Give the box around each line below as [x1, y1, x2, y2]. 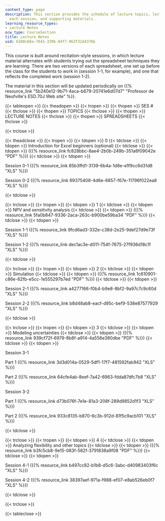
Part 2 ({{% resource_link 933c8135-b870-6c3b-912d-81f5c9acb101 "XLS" [5, 413, 157, 418]
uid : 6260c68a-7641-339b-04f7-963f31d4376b [5, 39, 96, 44]
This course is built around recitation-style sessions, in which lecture [5, 52, 145, 58]
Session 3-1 [5, 349, 29, 356]
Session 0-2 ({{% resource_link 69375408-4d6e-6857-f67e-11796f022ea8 [5, 177, 157, 183]
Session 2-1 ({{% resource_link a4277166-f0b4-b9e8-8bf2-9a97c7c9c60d [5, 286, 157, 291]
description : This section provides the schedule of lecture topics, [5, 12, 151, 17]
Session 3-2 [5, 389, 30, 394]
